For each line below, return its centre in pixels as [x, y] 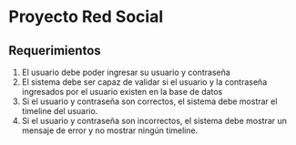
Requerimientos [55, 51]
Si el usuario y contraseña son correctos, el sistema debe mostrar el [149, 101]
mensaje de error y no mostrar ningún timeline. [110, 130]
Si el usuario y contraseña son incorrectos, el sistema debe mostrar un [154, 121]
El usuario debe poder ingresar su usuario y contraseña [126, 72]
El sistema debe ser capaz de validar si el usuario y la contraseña [144, 82]
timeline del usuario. [60, 111]
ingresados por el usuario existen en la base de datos [122, 92]
